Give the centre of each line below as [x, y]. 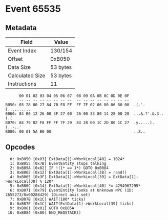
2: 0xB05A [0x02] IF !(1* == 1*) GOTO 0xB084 [59, 168]
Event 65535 [33, 9]
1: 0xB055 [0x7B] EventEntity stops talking [58, 163]
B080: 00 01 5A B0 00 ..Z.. [75, 132]
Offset [15, 59]
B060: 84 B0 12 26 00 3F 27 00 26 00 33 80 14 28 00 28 [67, 114]
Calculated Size [27, 76]
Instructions [22, 84]
